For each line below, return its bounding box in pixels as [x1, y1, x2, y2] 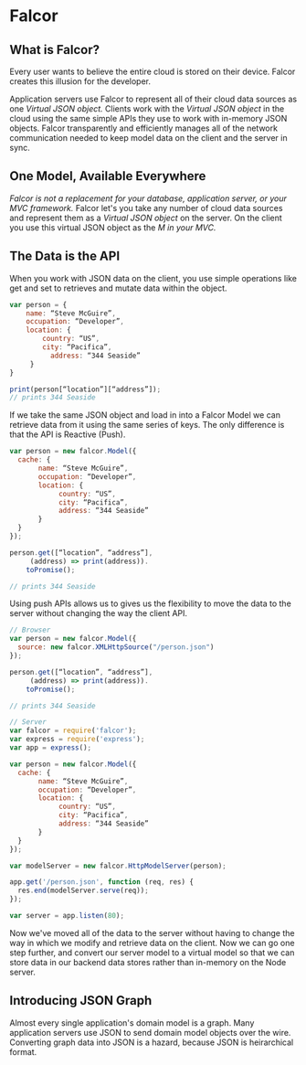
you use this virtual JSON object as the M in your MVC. [9, 221, 216, 233]
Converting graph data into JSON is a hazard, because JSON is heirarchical [9, 1037, 294, 1048]
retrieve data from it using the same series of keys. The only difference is [9, 420, 285, 431]
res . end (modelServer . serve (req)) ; [17, 886, 149, 896]
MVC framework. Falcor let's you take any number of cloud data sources [9, 202, 283, 213]
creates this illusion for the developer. [9, 76, 152, 87]
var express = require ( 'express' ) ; [9, 735, 145, 744]
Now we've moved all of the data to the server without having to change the [9, 927, 295, 938]
